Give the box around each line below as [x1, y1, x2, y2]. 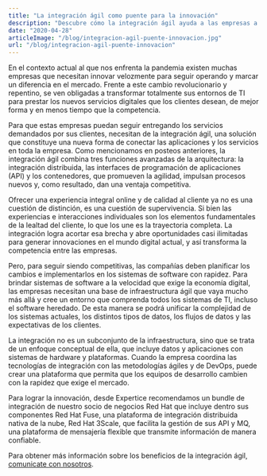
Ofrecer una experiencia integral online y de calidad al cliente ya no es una [8, 195, 253, 205]
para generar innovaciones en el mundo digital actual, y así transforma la [8, 238, 247, 247]
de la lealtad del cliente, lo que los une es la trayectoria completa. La [8, 220, 233, 230]
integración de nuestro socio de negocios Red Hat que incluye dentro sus [8, 402, 249, 412]
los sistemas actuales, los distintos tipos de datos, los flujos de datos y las [8, 312, 252, 322]
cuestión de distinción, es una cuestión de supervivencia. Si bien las [8, 203, 232, 213]
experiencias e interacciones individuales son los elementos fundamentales [8, 212, 256, 222]
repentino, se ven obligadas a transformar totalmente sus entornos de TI [8, 88, 246, 98]
